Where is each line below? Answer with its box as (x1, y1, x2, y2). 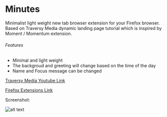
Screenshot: (5, 97, 30, 103)
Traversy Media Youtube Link (5, 78, 65, 84)
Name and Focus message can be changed (12, 68, 102, 74)
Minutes (5, 3, 40, 15)
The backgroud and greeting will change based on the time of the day (12, 63, 156, 69)
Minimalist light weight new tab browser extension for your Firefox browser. (5, 20, 160, 26)
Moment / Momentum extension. (5, 30, 72, 36)
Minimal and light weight (12, 57, 63, 63)
